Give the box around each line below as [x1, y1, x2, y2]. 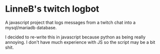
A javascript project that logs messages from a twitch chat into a [5, 19, 136, 25]
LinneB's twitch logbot [5, 3, 99, 15]
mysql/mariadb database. [5, 24, 57, 30]
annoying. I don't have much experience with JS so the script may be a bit [5, 39, 156, 45]
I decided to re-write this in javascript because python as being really [5, 34, 146, 40]
